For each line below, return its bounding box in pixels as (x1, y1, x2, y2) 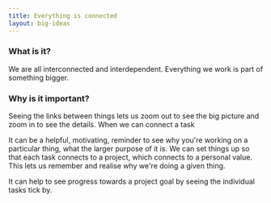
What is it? (8, 46, 51, 57)
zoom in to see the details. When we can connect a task (8, 120, 195, 130)
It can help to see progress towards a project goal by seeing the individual (8, 176, 255, 186)
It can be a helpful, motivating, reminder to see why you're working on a (8, 135, 248, 145)
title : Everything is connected (8, 11, 117, 20)
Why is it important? (8, 93, 90, 104)
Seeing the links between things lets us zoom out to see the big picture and (8, 111, 260, 121)
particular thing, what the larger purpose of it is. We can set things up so (8, 144, 250, 154)
